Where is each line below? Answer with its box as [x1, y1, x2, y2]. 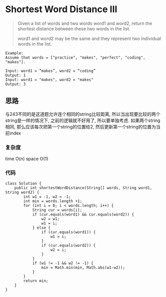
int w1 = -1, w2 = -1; [23, 194, 71, 199]
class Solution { [5, 181, 42, 186]
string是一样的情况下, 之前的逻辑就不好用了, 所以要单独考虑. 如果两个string [5, 117, 160, 123]
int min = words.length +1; [23, 199, 82, 204]
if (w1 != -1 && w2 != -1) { [32, 261, 94, 266]
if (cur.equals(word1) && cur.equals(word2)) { [32, 212, 135, 217]
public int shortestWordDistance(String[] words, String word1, [14, 186, 152, 191]
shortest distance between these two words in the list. [17, 25, 131, 31]
